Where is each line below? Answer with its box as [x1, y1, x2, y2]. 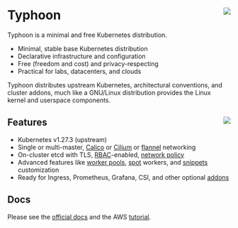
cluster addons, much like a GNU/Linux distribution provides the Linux [7, 88, 211, 97]
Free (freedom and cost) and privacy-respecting [17, 59, 159, 67]
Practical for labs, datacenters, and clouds [17, 67, 142, 75]
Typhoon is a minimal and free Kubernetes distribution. [7, 31, 168, 39]
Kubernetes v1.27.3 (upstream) [17, 135, 108, 143]
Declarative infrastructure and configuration [17, 52, 147, 60]
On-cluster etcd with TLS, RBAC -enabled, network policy [17, 150, 185, 159]
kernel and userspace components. [7, 96, 111, 104]
